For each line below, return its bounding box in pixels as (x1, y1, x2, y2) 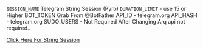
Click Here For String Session (6, 36, 80, 43)
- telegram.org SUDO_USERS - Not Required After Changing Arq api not (6, 18, 185, 25)
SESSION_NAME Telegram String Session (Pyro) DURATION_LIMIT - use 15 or (6, 5, 187, 12)
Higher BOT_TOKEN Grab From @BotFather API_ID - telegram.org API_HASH (6, 11, 198, 19)
